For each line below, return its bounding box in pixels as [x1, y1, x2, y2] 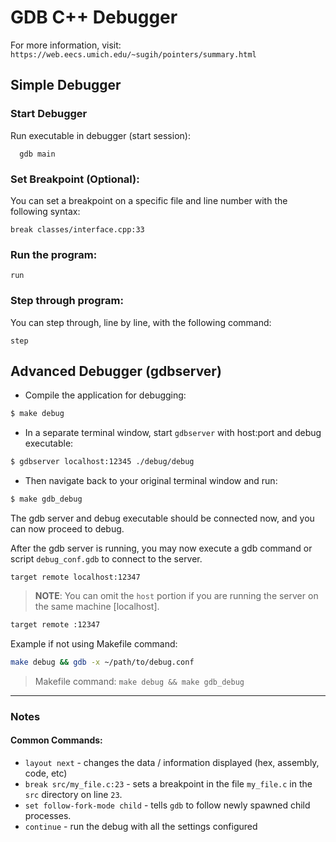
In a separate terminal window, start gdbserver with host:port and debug [24, 427, 322, 439]
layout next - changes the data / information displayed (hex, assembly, [24, 756, 320, 768]
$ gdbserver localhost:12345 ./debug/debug [10, 457, 195, 467]
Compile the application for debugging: [24, 389, 187, 401]
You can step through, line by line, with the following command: [10, 316, 272, 328]
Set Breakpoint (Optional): [10, 172, 140, 186]
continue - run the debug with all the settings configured [24, 820, 258, 832]
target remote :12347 [10, 619, 101, 630]
